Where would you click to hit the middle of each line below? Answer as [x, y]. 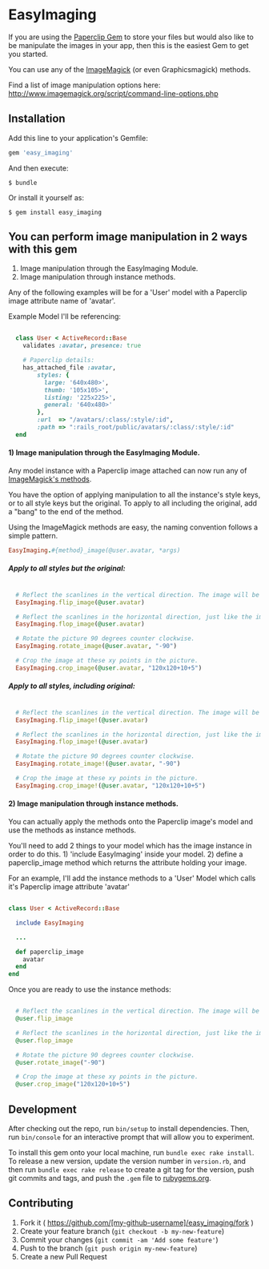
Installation [37, 119]
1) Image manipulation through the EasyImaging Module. [104, 453]
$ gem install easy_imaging [55, 212]
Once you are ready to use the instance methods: [90, 989]
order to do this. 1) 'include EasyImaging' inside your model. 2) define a [126, 854]
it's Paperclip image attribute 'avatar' [69, 887]
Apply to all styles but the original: [67, 568]
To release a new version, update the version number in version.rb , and [127, 1161]
